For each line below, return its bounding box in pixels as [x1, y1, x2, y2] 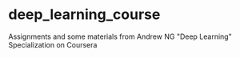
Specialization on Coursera [8, 40, 98, 49]
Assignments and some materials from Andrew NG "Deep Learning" [8, 32, 232, 41]
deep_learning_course [8, 6, 161, 24]
